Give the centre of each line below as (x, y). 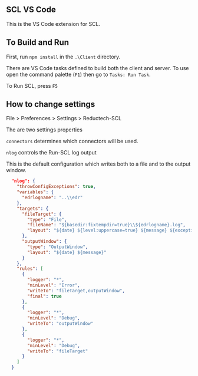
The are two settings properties (44, 130)
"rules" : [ (30, 269)
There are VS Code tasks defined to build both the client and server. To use (98, 68)
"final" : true (44, 296)
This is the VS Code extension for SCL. (53, 24)
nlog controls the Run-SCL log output (51, 153)
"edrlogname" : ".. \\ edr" (52, 198)
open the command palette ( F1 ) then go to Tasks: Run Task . (78, 74)
